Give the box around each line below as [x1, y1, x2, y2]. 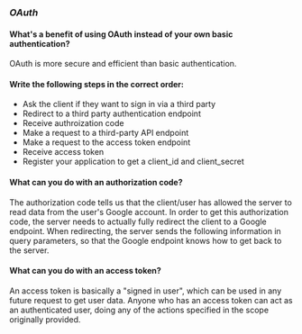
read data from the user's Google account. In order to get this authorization [9, 206, 289, 217]
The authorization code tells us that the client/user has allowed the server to [9, 196, 293, 208]
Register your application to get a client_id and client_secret [22, 156, 245, 167]
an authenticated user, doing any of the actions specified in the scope [9, 304, 269, 315]
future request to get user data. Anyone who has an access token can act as [9, 294, 293, 305]
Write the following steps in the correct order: [9, 78, 185, 89]
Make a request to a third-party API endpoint [22, 128, 189, 139]
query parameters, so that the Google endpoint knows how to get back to [9, 235, 282, 246]
